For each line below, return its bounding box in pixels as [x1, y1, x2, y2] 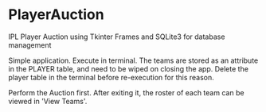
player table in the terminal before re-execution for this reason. [8, 72, 215, 82]
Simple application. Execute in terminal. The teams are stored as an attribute [8, 56, 259, 65]
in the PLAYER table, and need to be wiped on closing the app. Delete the [8, 64, 249, 73]
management [8, 40, 52, 49]
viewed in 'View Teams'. [8, 96, 88, 106]
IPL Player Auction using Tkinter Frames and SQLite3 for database [8, 32, 225, 41]
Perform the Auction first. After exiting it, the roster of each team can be [8, 87, 244, 97]
